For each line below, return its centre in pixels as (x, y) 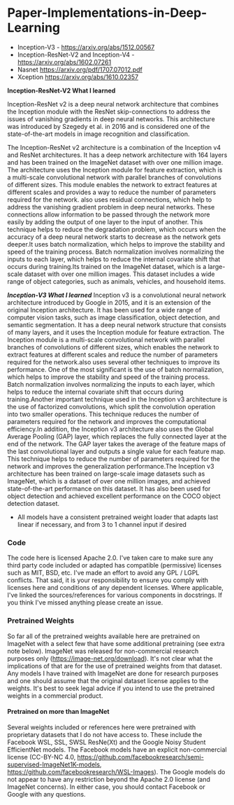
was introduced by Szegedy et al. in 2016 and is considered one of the (109, 126)
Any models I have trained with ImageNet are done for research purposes (113, 673)
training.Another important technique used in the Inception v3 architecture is (117, 399)
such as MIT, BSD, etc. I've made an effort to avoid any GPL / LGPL (103, 573)
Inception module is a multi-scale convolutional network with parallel (106, 339)
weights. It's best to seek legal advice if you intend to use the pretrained (111, 688)
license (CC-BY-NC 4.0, (42, 757)
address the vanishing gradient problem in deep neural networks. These (111, 207)
